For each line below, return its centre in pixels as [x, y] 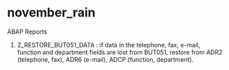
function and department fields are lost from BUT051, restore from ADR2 [120, 52]
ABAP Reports [27, 32]
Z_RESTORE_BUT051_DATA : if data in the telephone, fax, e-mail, [109, 45]
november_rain [51, 13]
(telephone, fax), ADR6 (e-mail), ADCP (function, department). [105, 59]
